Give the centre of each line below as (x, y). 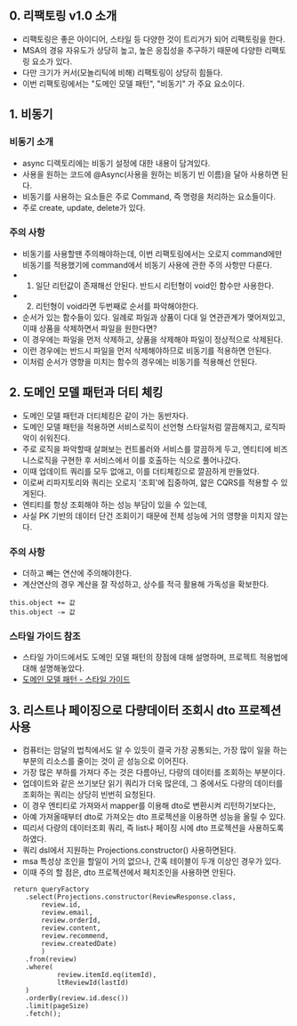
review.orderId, (71, 921)
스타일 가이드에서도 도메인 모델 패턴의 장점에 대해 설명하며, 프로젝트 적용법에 (155, 658)
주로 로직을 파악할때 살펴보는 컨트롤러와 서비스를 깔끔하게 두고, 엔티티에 (147, 448)
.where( (39, 967)
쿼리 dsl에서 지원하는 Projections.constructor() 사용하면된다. (129, 850)
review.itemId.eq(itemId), (107, 975)
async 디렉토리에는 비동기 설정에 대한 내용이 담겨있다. (116, 163)
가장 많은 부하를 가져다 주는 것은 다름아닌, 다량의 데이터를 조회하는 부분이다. (154, 772)
